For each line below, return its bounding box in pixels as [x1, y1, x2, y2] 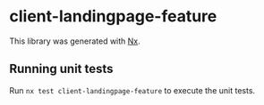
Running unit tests [9, 61, 114, 77]
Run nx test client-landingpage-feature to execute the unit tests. [9, 85, 256, 95]
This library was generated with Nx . [9, 36, 141, 46]
